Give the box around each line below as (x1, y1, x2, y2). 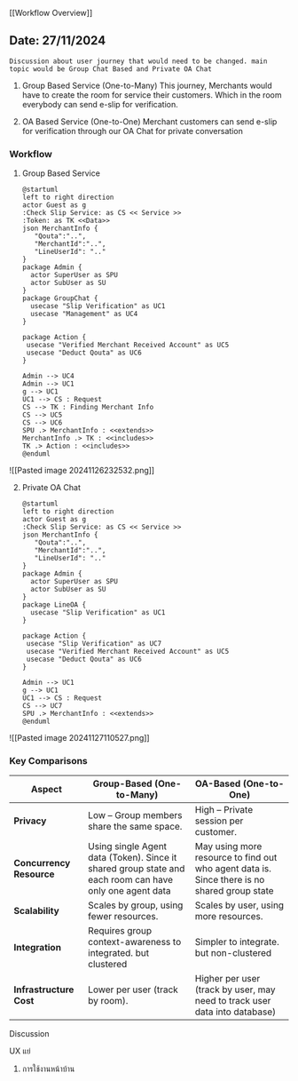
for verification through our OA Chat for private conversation (21, 125, 244, 136)
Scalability (13, 905, 59, 918)
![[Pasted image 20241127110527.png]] (9, 733, 150, 743)
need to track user (194, 995, 271, 1007)
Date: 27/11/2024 (9, 33, 106, 48)
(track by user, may (194, 983, 277, 996)
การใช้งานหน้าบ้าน (21, 1063, 75, 1074)
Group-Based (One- (92, 777, 182, 790)
